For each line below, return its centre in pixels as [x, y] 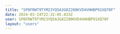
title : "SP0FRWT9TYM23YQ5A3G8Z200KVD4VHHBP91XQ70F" [60, 10]
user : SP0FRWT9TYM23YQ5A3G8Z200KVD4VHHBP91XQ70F [57, 19]
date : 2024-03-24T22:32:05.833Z [39, 14]
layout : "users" [22, 24]
